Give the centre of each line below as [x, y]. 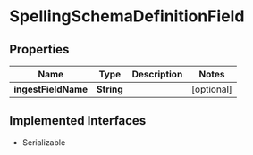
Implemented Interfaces [78, 121]
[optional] [211, 89]
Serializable [44, 142]
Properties [39, 49]
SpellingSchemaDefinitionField [127, 16]
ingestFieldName [51, 89]
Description [157, 74]
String [110, 89]
